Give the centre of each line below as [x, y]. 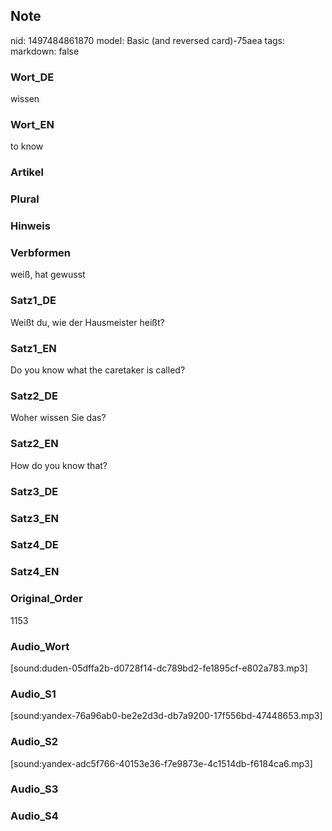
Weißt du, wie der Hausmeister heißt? [87, 322]
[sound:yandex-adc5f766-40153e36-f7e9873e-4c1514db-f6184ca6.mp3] [161, 763]
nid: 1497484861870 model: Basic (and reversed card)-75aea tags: [148, 40]
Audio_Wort [40, 646]
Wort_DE [32, 77]
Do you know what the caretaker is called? [98, 370]
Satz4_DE [34, 545]
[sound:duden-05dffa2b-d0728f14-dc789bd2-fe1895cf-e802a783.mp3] [159, 668]
